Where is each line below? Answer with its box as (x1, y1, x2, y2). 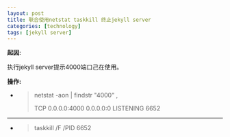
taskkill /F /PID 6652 (34, 124, 92, 132)
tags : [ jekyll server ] (7, 29, 72, 36)
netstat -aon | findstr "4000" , (34, 91, 118, 100)
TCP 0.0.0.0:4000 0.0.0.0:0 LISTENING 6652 (34, 104, 161, 112)
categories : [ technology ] (7, 22, 81, 29)
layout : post (7, 10, 44, 17)
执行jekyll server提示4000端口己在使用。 (7, 63, 123, 72)
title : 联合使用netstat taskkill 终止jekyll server (7, 16, 152, 23)
